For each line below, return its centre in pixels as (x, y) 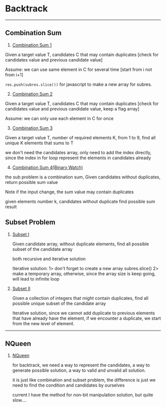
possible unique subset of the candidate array (59, 303)
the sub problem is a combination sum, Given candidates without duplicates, (83, 177)
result (11, 207)
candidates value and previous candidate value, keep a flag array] (72, 109)
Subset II (21, 289)
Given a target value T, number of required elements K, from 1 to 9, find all (80, 137)
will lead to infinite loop (36, 279)
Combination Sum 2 (32, 94)
